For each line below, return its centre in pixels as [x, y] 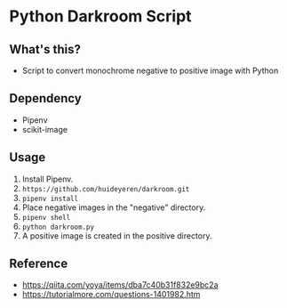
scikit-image [45, 129]
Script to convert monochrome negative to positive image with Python [150, 70]
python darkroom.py [58, 227]
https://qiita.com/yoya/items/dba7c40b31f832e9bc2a [120, 285]
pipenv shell [46, 217]
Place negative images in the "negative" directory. [114, 207]
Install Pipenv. [48, 179]
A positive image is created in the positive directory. [117, 235]
